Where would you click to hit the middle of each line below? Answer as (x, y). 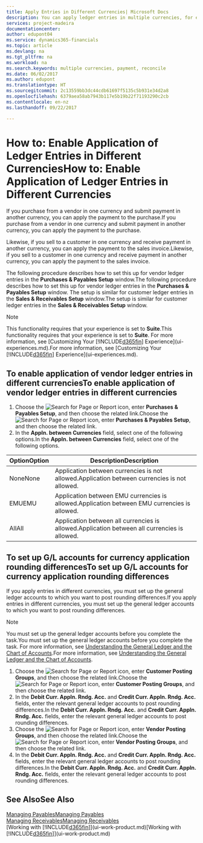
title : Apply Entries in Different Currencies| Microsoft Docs (88, 12)
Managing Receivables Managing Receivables (63, 821)
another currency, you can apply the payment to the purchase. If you (91, 217)
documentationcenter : (34, 29)
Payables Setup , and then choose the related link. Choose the (92, 414)
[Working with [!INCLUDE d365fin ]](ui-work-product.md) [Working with (94, 827)
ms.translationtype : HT (36, 85)
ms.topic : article (29, 46)
